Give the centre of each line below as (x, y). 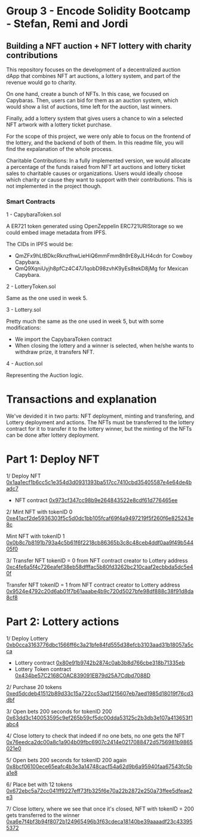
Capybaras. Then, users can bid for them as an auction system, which (92, 100)
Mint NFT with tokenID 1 (36, 536)
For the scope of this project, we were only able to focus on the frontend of (99, 136)
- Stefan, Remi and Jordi (67, 24)
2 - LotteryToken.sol (31, 286)
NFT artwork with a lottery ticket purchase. (59, 125)
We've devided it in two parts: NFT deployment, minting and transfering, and (100, 416)
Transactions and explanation (81, 399)
